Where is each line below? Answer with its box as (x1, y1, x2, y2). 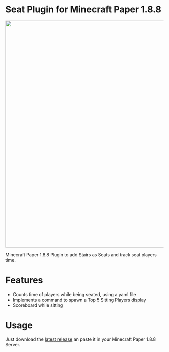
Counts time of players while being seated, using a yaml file (12, 291, 136, 297)
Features (5, 275, 43, 286)
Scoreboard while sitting (12, 302, 63, 308)
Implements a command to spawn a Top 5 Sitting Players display (12, 297, 146, 303)
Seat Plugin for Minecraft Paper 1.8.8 (5, 4, 162, 15)
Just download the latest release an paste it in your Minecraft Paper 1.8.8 (5, 336, 156, 342)
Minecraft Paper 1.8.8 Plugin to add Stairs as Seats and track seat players (5, 251, 157, 258)
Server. (5, 341, 20, 347)
